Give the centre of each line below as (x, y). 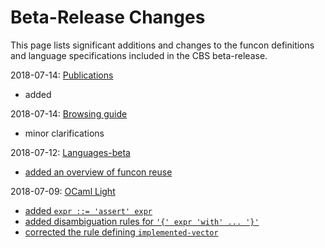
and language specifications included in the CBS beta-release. (139, 55)
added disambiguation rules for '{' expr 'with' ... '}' (142, 221)
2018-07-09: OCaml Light (63, 191)
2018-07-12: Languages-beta (70, 152)
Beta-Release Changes (108, 17)
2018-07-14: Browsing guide (69, 113)
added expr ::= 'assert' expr (88, 210)
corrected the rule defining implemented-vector (121, 232)
